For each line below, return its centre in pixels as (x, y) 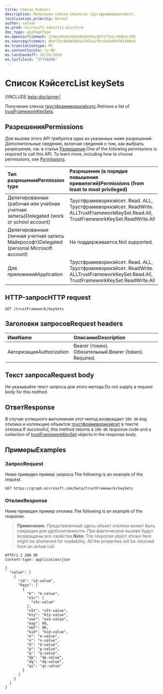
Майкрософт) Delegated (35, 242)
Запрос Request (24, 464)
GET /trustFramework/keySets (34, 309)
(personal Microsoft (30, 248)
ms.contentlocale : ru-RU (30, 50)
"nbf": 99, (38, 628)
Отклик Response (26, 500)
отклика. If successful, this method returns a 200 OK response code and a (78, 429)
